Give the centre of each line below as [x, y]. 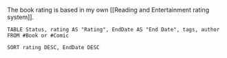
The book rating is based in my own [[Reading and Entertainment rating [108, 10]
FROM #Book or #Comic [38, 35]
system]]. [21, 17]
